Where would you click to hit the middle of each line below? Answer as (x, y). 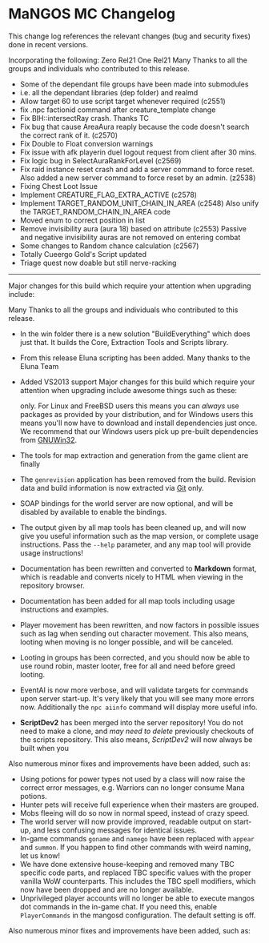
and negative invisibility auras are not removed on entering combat (130, 237)
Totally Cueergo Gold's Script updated (83, 254)
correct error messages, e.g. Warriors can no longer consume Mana (132, 787)
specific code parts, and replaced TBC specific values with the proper (135, 873)
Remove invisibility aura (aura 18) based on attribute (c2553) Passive (133, 228)
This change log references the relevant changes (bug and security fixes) (129, 36)
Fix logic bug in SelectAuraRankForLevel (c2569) (100, 160)
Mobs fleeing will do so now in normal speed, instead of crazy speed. (134, 813)
